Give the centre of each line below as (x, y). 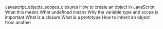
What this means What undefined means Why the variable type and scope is (82, 12)
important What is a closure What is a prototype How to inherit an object (77, 17)
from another (18, 22)
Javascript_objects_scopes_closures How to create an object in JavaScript (80, 7)
